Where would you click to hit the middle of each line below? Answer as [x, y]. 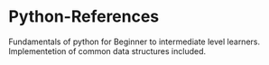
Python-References [84, 17]
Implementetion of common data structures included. [107, 51]
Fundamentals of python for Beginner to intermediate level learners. [134, 42]
